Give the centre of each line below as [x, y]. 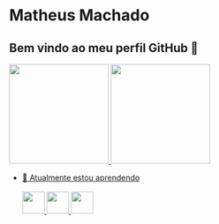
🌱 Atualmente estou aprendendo [81, 178]
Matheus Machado [79, 15]
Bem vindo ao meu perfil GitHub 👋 [104, 48]
